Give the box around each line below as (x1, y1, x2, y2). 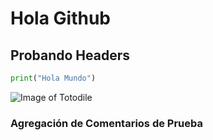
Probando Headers (10, 47, 130, 64)
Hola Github (10, 7, 112, 30)
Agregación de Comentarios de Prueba (10, 116, 203, 130)
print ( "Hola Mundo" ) (10, 73, 97, 83)
